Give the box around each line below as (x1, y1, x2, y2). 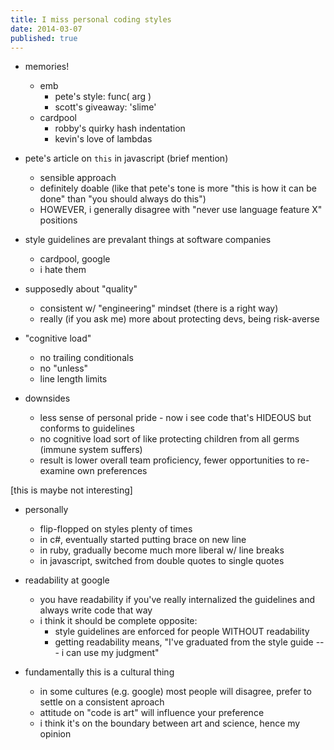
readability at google (24, 574, 110, 586)
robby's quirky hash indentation (54, 122, 186, 135)
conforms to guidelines (39, 422, 135, 435)
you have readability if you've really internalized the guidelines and (39, 594, 316, 606)
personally (24, 504, 69, 516)
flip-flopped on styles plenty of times (39, 523, 193, 535)
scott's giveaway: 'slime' (54, 101, 157, 113)
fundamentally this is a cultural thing (24, 666, 175, 678)
